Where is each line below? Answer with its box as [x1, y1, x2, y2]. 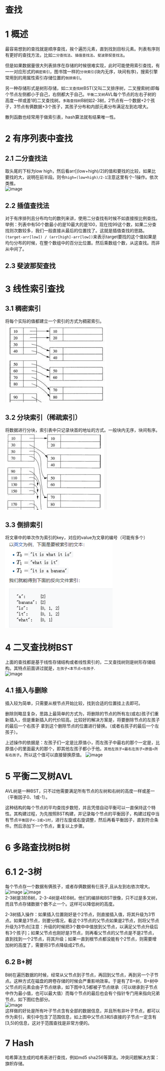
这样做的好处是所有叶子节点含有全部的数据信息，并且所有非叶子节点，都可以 [5, 1008, 160, 1014]
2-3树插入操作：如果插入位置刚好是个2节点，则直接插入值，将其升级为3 [5, 911, 151, 917]
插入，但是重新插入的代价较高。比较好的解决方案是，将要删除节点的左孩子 [9, 716, 160, 722]
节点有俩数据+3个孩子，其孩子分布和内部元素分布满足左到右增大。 [16, 104, 151, 110]
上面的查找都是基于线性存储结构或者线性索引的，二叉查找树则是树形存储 [5, 659, 151, 665]
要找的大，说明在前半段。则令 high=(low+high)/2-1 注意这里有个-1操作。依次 [5, 174, 159, 180]
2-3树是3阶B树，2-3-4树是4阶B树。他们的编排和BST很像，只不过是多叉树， [5, 895, 160, 901]
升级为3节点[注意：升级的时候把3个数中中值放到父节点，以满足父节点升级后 [5, 924, 159, 930]
